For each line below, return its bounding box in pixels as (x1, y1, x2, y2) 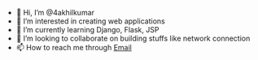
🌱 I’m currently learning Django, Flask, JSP (15, 25, 160, 34)
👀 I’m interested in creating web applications (15, 16, 165, 26)
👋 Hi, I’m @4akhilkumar (15, 8, 95, 17)
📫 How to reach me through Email (15, 43, 133, 52)
